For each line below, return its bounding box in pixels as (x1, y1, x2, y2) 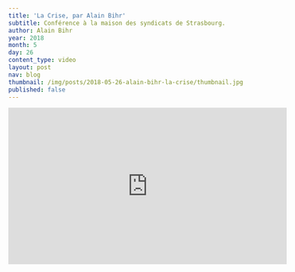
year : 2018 (8, 33, 45, 42)
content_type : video (8, 56, 77, 64)
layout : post (8, 64, 52, 72)
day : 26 (8, 49, 34, 56)
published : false (8, 85, 66, 94)
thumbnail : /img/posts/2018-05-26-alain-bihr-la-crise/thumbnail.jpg (8, 78, 244, 86)
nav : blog (8, 71, 41, 79)
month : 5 (8, 41, 37, 49)
